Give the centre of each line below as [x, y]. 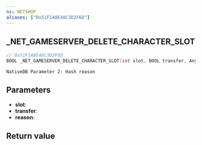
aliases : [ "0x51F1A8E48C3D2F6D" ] [48, 17]
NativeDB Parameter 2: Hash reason [51, 72]
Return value [31, 136]
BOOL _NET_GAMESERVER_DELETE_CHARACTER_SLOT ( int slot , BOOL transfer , [96, 61]
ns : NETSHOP [21, 12]
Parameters [29, 90]
